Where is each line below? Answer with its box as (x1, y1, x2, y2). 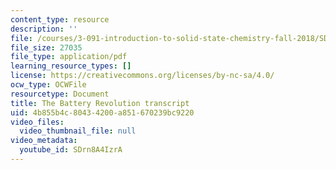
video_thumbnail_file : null (19, 126, 137, 136)
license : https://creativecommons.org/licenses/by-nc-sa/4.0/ (10, 71, 275, 81)
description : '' (10, 24, 78, 34)
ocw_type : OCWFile (10, 80, 87, 90)
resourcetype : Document (10, 89, 110, 99)
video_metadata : (10, 136, 78, 146)
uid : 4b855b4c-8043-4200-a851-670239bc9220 (10, 107, 195, 118)
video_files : (10, 117, 65, 127)
